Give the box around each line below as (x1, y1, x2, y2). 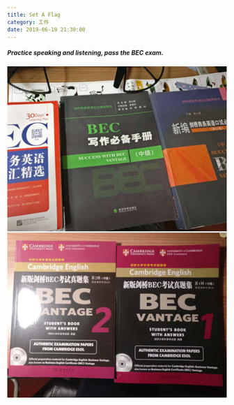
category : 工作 (7, 18, 49, 26)
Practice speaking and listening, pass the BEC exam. (7, 48, 164, 57)
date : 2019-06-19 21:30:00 (7, 26, 86, 33)
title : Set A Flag (7, 11, 61, 18)
